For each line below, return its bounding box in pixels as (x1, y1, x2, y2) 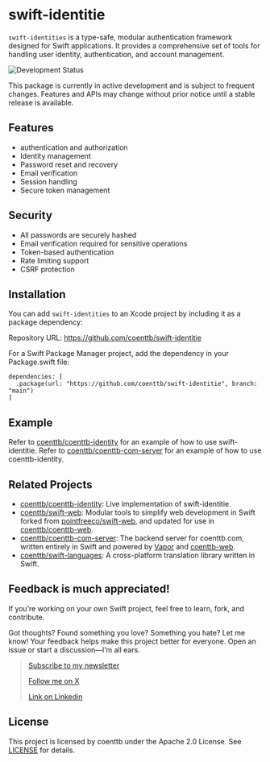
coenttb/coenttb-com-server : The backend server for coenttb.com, (19, 533, 244, 543)
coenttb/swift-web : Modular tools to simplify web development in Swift (19, 507, 255, 517)
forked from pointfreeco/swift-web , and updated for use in (19, 516, 215, 525)
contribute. (8, 612, 45, 622)
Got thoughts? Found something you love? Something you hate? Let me (8, 627, 246, 637)
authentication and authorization (19, 143, 128, 152)
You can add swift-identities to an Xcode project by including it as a (8, 309, 241, 319)
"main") (8, 387, 35, 395)
